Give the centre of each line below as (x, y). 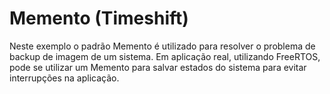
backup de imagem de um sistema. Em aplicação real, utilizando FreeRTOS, (165, 56)
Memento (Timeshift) (99, 18)
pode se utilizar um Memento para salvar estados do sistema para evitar (158, 67)
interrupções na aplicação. (64, 78)
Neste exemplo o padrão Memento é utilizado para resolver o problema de (162, 46)
